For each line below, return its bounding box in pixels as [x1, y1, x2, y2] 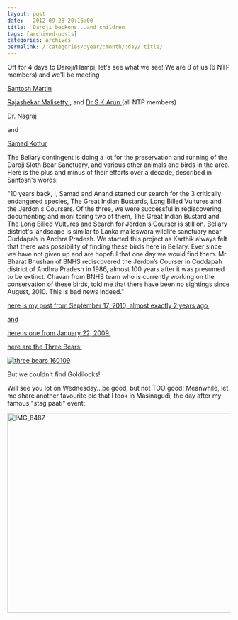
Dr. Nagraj [7, 112, 37, 120]
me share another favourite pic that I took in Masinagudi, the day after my [7, 391, 222, 400]
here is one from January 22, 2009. [7, 329, 111, 337]
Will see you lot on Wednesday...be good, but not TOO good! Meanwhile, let [7, 384, 229, 392]
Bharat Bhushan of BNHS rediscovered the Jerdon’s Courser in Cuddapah [7, 257, 222, 266]
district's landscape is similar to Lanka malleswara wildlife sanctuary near [7, 227, 222, 235]
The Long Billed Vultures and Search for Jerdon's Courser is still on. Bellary [7, 219, 228, 228]
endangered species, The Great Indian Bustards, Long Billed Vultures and [7, 197, 222, 205]
